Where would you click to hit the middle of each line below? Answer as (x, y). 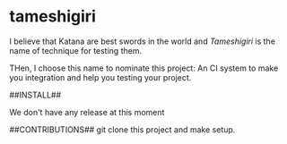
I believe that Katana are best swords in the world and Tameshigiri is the (143, 41)
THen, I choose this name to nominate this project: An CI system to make (144, 68)
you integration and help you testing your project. (100, 77)
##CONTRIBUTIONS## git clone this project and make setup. (122, 129)
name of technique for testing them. (75, 50)
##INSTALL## (35, 95)
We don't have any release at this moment (87, 112)
